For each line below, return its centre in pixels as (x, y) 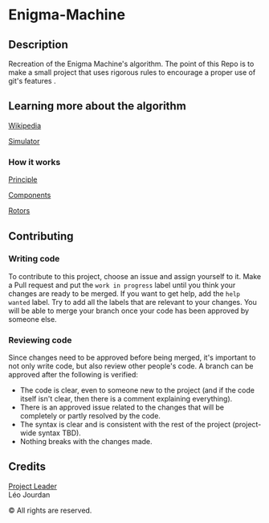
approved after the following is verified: (73, 375)
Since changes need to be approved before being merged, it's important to (132, 358)
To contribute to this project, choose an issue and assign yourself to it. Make (135, 276)
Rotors (19, 211)
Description (38, 45)
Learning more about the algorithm (97, 106)
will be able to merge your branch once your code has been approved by (129, 311)
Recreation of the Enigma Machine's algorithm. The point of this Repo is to (131, 64)
